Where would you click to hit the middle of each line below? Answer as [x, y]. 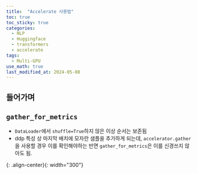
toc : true [18, 17]
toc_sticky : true [27, 22]
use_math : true [25, 66]
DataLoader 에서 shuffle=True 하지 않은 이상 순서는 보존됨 [81, 131]
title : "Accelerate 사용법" [40, 12]
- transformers [30, 45]
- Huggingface [29, 39]
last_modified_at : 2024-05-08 [43, 72]
